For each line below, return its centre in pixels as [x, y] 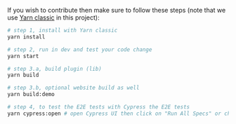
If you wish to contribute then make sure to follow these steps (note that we [117, 10]
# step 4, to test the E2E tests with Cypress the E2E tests [99, 107]
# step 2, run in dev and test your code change [80, 49]
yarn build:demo [31, 95]
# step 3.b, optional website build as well [73, 88]
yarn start [23, 56]
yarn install [26, 37]
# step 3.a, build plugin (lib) [54, 69]
